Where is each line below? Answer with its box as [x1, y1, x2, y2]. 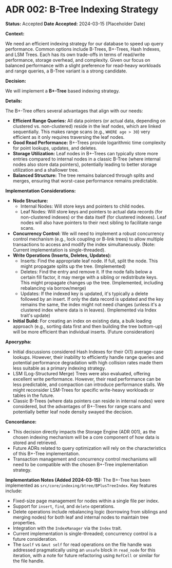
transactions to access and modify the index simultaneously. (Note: [12, 241, 156, 247]
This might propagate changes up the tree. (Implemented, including [20, 279, 163, 286]
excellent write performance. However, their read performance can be [12, 376, 161, 382]
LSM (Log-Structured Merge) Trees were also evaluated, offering [12, 370, 150, 376]
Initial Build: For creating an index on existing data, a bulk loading [12, 318, 152, 324]
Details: [5, 98, 22, 104]
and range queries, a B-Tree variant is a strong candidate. [5, 68, 127, 74]
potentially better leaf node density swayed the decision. [12, 409, 133, 415]
